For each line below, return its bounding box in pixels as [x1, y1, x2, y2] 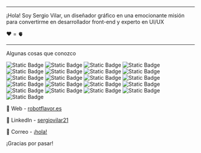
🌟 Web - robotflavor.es [6, 105, 62, 112]
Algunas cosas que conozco [6, 50, 77, 57]
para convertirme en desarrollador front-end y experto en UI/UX [6, 19, 165, 25]
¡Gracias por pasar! [6, 140, 54, 147]
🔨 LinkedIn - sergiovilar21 [6, 116, 69, 124]
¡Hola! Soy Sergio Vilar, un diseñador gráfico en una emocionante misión [6, 12, 185, 19]
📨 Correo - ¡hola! [6, 128, 48, 135]
